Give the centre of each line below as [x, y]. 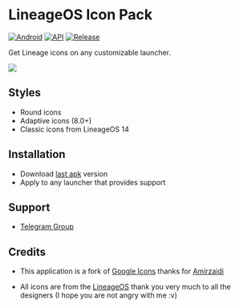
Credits [27, 251]
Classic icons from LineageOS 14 [75, 129]
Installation [37, 154]
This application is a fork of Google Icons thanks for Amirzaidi [122, 271]
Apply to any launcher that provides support [93, 182]
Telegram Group [47, 227]
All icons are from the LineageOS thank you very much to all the [125, 287]
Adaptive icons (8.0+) [56, 120]
